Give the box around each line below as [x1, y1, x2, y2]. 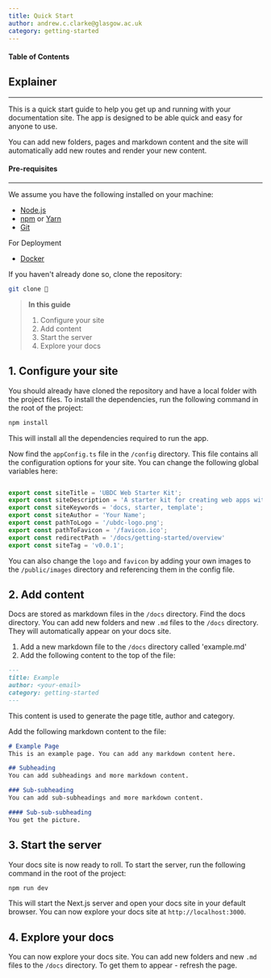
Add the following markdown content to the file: [8, 726, 167, 736]
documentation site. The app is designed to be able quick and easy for [8, 112, 244, 122]
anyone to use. [8, 121, 58, 131]
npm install [8, 418, 48, 426]
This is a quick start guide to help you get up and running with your [8, 104, 231, 114]
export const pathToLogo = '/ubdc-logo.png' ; [8, 518, 164, 527]
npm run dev [8, 884, 48, 892]
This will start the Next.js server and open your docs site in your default [8, 898, 246, 909]
